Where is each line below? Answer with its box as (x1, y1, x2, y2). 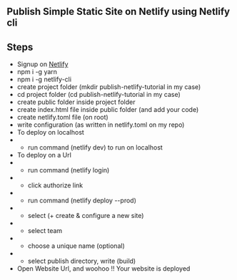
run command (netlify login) (27, 166, 110, 175)
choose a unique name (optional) (27, 242, 126, 250)
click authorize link (27, 181, 84, 190)
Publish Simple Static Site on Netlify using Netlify (6, 6, 231, 18)
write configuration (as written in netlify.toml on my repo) (16, 120, 185, 129)
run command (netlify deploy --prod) (27, 196, 136, 205)
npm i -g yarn (16, 68, 58, 76)
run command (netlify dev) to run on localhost (27, 143, 163, 152)
